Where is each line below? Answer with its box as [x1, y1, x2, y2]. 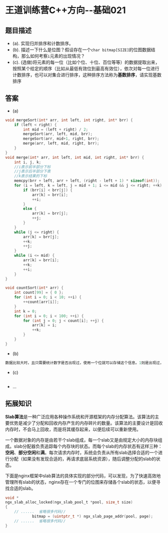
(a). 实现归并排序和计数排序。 [12, 41, 73, 46]
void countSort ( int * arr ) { [5, 285, 64, 290]
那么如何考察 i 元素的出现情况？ [21, 53, 85, 59]
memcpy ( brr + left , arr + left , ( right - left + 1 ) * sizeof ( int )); [14, 178, 160, 183]
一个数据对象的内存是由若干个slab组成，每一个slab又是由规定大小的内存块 [5, 437, 158, 443]
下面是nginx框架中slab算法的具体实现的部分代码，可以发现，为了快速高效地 [5, 473, 161, 479]
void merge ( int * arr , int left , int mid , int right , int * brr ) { [5, 155, 144, 160]
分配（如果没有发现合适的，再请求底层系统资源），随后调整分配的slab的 [9, 456, 156, 462]
